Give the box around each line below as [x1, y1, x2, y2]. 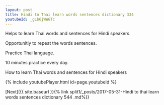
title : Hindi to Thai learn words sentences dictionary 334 [5, 12, 134, 17]
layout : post [5, 7, 33, 13]
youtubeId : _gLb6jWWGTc [5, 17, 55, 22]
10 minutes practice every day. [5, 60, 69, 66]
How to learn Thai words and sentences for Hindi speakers [5, 69, 127, 75]
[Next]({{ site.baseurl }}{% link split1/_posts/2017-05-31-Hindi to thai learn [5, 89, 159, 95]
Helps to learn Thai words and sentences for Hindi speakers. [5, 31, 131, 37]
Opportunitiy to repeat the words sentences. [5, 40, 97, 46]
